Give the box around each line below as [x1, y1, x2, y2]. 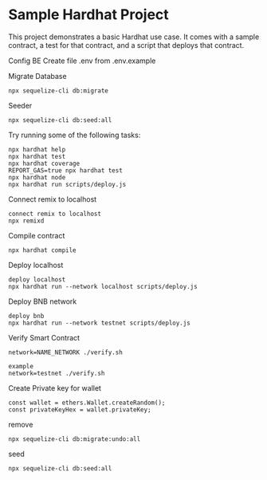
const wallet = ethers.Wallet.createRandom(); [8, 399, 166, 407]
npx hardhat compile [8, 246, 77, 254]
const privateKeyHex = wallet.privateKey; [8, 405, 151, 414]
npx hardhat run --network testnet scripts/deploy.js [8, 319, 191, 327]
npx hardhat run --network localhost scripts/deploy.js [8, 282, 198, 290]
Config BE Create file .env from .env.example [8, 56, 156, 65]
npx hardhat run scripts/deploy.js [8, 180, 127, 188]
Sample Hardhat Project [8, 6, 169, 24]
